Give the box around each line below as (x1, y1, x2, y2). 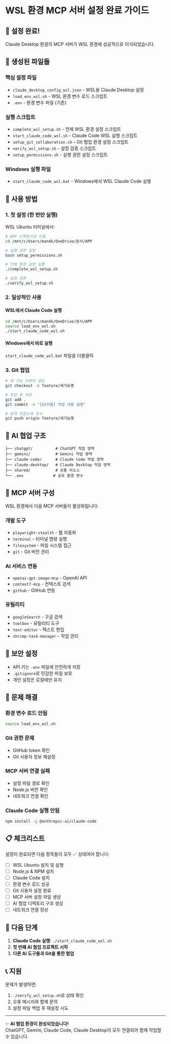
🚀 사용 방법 (5, 195, 38, 203)
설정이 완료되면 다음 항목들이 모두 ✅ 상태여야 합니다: (5, 851, 109, 857)
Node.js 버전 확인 (12, 786, 48, 793)
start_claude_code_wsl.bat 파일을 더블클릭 (5, 352, 94, 358)
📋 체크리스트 (5, 834, 45, 843)
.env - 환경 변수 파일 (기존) (12, 99, 67, 105)
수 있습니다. (5, 1033, 29, 1039)
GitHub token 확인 (12, 747, 50, 753)
